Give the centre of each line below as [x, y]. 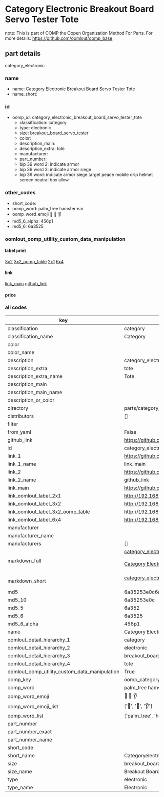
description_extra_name [35, 376]
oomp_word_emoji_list [33, 707]
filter [13, 424]
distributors [21, 416]
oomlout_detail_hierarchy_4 [39, 664]
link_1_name [22, 464]
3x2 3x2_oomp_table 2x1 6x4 [34, 261]
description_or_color [31, 400]
